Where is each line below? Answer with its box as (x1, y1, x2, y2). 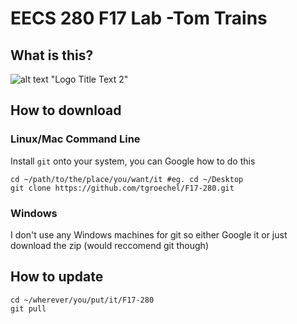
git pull (10, 303, 47, 314)
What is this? (10, 47, 94, 64)
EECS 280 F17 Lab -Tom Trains (10, 7, 268, 30)
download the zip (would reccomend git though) (10, 239, 210, 251)
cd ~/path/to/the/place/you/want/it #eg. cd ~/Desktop (10, 174, 244, 184)
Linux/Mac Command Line (10, 132, 141, 146)
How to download (10, 102, 122, 119)
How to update (10, 268, 104, 286)
